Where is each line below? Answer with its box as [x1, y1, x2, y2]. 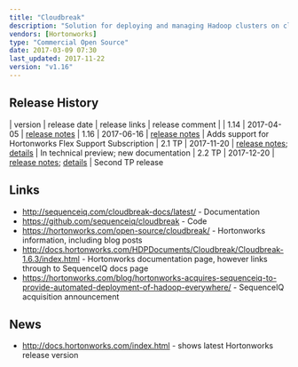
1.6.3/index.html [21, 253, 80, 264]
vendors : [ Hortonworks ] [9, 29, 98, 38]
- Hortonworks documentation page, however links [81, 253, 268, 264]
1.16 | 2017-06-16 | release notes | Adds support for [82, 128, 270, 139]
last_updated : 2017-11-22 [9, 54, 105, 63]
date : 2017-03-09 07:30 [9, 46, 98, 55]
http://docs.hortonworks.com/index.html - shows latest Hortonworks [21, 340, 273, 351]
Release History [9, 95, 99, 111]
